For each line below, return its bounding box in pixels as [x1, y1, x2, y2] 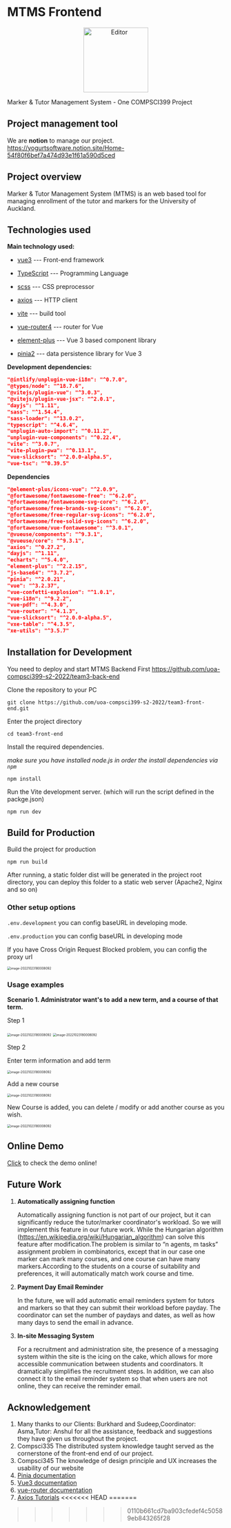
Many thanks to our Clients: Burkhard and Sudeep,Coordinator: [17, 1420, 197, 1428]
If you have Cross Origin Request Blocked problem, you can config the [7, 945, 208, 953]
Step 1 [7, 1016, 25, 1024]
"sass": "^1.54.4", [7, 409, 63, 416]
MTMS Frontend [7, 4, 102, 20]
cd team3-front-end [7, 730, 63, 737]
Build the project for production [7, 845, 97, 854]
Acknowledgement [7, 1401, 91, 1413]
